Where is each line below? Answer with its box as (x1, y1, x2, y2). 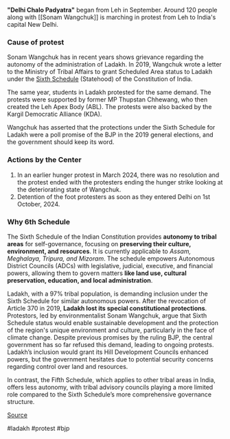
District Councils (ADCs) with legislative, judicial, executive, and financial (7, 261, 213, 270)
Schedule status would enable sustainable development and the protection (7, 318, 218, 327)
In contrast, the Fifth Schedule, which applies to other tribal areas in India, (7, 375, 216, 383)
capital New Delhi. (7, 21, 59, 28)
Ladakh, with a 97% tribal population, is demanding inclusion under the (7, 289, 208, 298)
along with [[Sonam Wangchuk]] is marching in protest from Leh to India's (7, 13, 216, 21)
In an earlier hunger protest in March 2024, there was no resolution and (16, 171, 220, 179)
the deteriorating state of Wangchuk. (16, 185, 122, 193)
